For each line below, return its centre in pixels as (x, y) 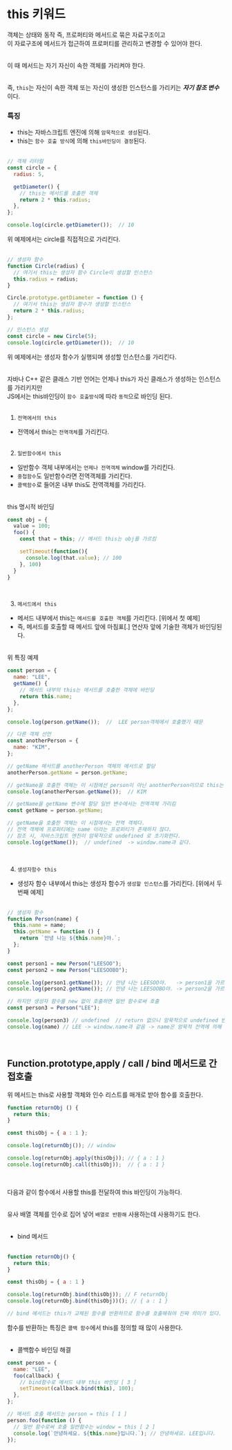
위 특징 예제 (23, 657)
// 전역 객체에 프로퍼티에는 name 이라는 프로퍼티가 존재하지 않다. (89, 830)
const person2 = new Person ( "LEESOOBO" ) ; (68, 970)
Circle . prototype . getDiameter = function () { (75, 298)
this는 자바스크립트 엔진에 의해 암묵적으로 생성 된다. (84, 132)
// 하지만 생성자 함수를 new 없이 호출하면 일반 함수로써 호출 (83, 1002)
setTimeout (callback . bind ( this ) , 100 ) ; (77, 1389)
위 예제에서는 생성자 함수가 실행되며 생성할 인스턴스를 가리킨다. (92, 357)
